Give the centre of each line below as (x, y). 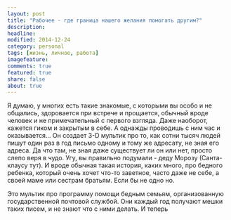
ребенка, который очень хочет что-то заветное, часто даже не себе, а (113, 173)
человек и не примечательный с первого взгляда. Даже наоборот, (108, 121)
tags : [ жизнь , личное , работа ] (53, 53)
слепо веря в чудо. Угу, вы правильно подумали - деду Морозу (103, 158)
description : (26, 27)
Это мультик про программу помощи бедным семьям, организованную (115, 194)
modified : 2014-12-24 (39, 40)
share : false (26, 79)
